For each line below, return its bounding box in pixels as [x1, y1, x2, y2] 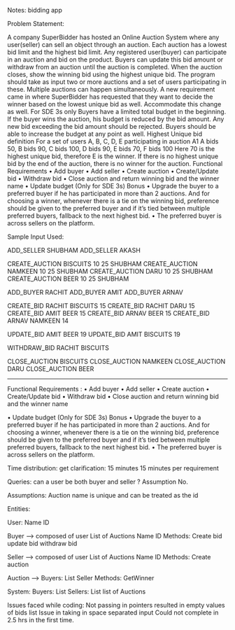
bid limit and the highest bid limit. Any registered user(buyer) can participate [7, 48, 227, 56]
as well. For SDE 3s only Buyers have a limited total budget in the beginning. [7, 108, 227, 115]
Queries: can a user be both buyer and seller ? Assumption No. [7, 477, 189, 486]
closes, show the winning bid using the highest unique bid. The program [7, 70, 215, 78]
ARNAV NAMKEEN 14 [7, 316, 69, 325]
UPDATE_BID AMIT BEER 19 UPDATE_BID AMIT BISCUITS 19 [7, 330, 180, 338]
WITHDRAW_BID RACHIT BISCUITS [7, 344, 110, 352]
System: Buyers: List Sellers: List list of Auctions [7, 587, 146, 596]
